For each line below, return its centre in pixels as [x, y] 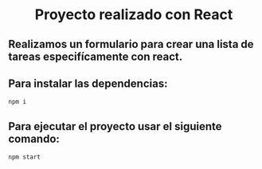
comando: [34, 138]
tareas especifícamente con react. [96, 56]
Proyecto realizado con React [134, 15]
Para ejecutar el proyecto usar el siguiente [115, 126]
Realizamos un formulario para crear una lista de [131, 44]
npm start [25, 157]
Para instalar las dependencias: [88, 83]
